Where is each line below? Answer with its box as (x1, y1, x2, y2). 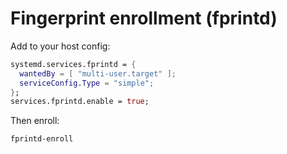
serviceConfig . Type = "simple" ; (19, 78, 155, 88)
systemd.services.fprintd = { (10, 59, 137, 69)
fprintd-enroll (10, 134, 74, 144)
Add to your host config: (10, 40, 111, 52)
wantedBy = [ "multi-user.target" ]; (19, 68, 177, 79)
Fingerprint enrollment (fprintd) (10, 7, 278, 30)
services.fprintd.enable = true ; (10, 97, 150, 107)
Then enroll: (10, 115, 60, 127)
